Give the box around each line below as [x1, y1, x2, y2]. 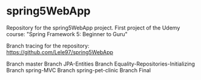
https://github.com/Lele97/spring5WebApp [6, 48, 114, 55]
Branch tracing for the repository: [6, 42, 90, 49]
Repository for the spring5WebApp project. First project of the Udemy [6, 24, 180, 31]
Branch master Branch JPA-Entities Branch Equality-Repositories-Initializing [6, 60, 196, 67]
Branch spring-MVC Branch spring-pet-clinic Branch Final [6, 66, 151, 73]
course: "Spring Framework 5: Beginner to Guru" [6, 30, 128, 37]
